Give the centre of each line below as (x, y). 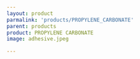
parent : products (32, 26)
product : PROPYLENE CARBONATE (50, 33)
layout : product (30, 13)
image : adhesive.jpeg (38, 39)
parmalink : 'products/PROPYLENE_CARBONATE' (70, 20)
